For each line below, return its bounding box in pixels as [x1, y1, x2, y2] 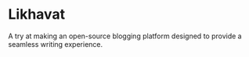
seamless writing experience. [8, 39, 103, 48]
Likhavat [8, 5, 65, 23]
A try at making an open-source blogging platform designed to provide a [8, 31, 242, 41]
